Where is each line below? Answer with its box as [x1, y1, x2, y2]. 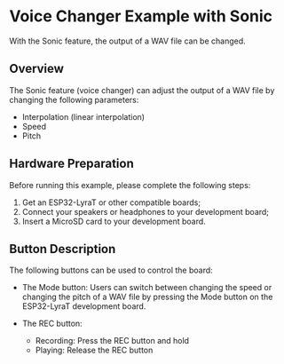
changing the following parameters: [9, 94, 139, 105]
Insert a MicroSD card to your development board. [21, 216, 206, 226]
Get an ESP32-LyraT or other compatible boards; [21, 197, 201, 208]
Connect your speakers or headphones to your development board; [21, 206, 269, 217]
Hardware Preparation [9, 156, 135, 171]
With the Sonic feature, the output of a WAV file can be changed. [9, 36, 246, 46]
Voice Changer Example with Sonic [9, 6, 273, 27]
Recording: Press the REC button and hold [35, 336, 189, 346]
